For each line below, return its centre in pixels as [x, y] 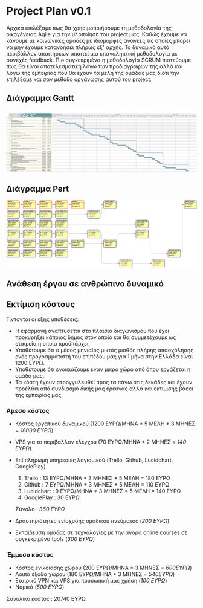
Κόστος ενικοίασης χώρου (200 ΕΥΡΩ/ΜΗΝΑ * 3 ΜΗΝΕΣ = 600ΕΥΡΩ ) [103, 568]
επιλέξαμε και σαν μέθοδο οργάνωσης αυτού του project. [79, 79]
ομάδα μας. [30, 375]
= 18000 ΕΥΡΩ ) [34, 430]
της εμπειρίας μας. [39, 395]
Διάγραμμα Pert [38, 189]
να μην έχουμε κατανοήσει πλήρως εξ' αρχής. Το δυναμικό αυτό [88, 47]
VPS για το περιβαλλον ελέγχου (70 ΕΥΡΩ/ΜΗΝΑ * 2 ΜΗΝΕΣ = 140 [101, 442]
